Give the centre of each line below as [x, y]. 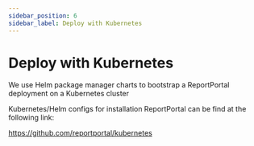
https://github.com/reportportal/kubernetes [81, 133]
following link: [31, 118]
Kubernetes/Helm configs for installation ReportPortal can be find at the [127, 109]
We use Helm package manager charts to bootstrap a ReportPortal [119, 85]
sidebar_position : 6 [43, 16]
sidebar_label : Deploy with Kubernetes [75, 23]
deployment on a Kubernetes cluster [69, 94]
